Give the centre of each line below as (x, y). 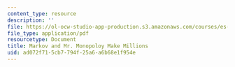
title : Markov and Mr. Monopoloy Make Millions (78, 46)
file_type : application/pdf (48, 33)
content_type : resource (42, 14)
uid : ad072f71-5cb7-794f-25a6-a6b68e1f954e (72, 53)
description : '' (31, 20)
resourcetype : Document (42, 40)
